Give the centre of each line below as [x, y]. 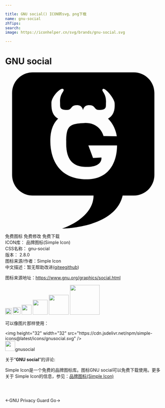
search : [13, 28]
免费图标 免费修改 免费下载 [32, 236]
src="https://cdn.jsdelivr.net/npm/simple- [110, 333]
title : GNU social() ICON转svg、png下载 [46, 14]
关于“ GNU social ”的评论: [30, 359]
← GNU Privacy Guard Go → [33, 401]
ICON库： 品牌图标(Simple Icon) [38, 242]
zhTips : [13, 23]
